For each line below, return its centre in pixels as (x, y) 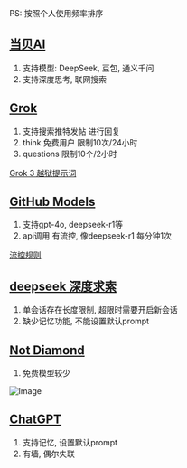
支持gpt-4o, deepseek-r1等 (73, 225)
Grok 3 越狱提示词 (43, 173)
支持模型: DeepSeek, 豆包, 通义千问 (88, 68)
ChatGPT (35, 420)
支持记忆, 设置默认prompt (70, 442)
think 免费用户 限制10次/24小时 (80, 142)
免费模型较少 (46, 373)
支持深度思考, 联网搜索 (64, 79)
